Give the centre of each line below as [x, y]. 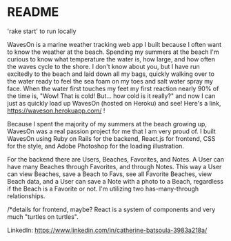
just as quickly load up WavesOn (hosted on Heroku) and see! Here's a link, [114, 103]
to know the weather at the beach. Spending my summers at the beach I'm [113, 52]
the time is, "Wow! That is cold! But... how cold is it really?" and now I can [111, 96]
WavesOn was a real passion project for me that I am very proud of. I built [111, 131]
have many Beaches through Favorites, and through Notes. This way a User [114, 166]
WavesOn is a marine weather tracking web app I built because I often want [114, 44]
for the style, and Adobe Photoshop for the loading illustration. [96, 146]
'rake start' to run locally [42, 31]
